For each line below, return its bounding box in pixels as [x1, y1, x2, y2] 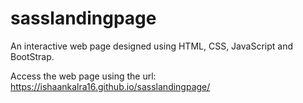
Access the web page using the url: [10, 70, 157, 82]
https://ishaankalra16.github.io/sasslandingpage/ [10, 80, 211, 92]
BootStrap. [10, 50, 55, 62]
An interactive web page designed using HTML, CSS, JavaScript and [10, 40, 293, 52]
